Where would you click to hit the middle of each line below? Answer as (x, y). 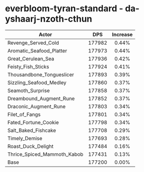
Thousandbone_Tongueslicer (41, 74)
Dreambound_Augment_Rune (41, 98)
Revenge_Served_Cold (33, 43)
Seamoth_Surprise (29, 90)
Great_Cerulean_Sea (31, 58)
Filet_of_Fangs (24, 114)
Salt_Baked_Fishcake (32, 130)
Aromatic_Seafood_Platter (37, 50)
